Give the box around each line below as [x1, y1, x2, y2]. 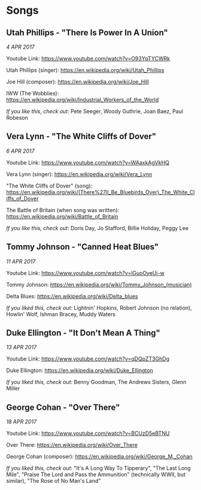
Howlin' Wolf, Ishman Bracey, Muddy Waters [6, 310, 115, 317]
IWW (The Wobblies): [6, 90, 59, 96]
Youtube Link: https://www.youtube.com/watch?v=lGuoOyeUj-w [6, 269, 165, 276]
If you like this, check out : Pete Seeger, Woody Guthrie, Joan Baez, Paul [6, 108, 184, 114]
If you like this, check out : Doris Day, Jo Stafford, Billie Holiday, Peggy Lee [6, 224, 189, 231]
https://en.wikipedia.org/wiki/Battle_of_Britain [6, 213, 118, 220]
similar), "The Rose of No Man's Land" [6, 477, 101, 485]
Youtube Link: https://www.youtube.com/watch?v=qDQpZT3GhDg [6, 355, 169, 362]
